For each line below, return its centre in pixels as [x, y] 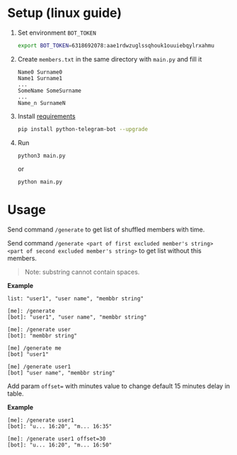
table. [16, 393]
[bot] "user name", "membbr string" [61, 373]
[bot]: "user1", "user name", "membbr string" [77, 317]
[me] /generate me [34, 348]
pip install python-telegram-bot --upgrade [83, 129]
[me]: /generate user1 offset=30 [57, 439]
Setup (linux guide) [65, 13]
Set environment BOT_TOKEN [57, 33]
